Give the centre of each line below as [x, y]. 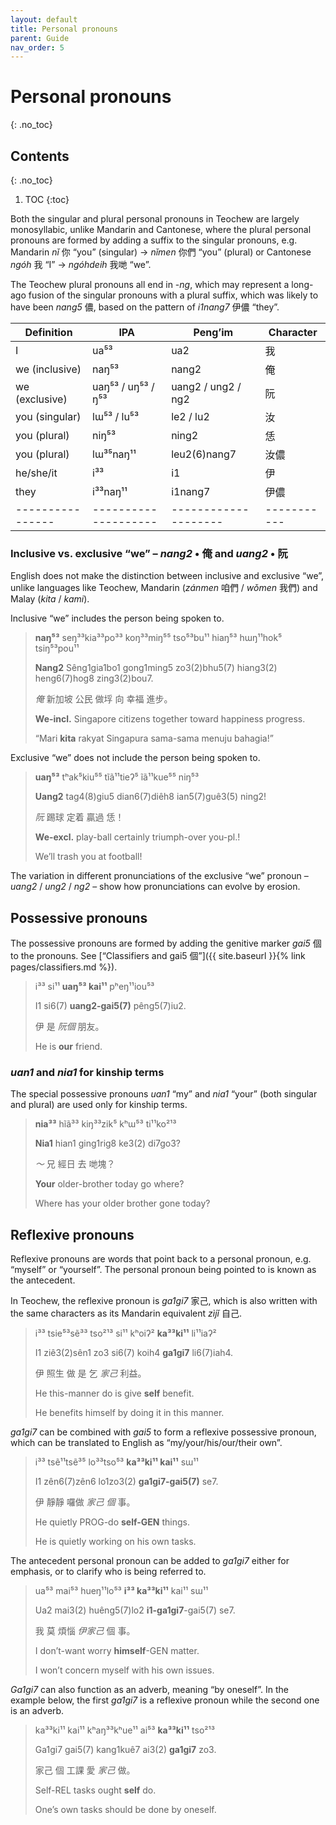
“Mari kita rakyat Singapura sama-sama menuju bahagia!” [154, 738]
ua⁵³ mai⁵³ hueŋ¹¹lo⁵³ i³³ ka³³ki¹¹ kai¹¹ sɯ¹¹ [121, 1591]
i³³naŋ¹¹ [110, 491]
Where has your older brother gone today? [122, 1203]
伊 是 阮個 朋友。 [69, 1027]
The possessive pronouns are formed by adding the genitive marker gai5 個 [166, 943]
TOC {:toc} [47, 199]
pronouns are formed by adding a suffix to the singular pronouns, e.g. [154, 240]
